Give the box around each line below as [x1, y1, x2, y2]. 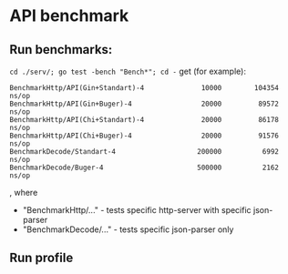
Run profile [9, 250, 74, 266]
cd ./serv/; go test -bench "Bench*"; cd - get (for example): [9, 66, 246, 76]
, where [9, 188, 38, 198]
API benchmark [9, 5, 129, 26]
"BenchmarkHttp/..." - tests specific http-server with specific [22, 205, 252, 215]
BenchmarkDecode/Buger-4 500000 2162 [9, 163, 280, 172]
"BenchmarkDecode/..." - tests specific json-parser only [22, 224, 234, 235]
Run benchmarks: [9, 42, 113, 57]
